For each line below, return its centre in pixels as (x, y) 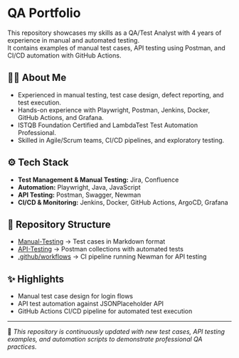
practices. (22, 347)
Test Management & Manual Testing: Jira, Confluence (98, 180)
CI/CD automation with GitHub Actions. (64, 55)
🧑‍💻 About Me (37, 78)
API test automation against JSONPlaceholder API (91, 304)
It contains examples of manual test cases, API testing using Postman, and (116, 48)
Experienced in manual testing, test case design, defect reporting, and (121, 94)
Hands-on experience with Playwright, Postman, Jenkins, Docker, (114, 110)
